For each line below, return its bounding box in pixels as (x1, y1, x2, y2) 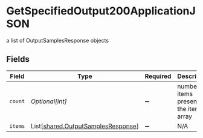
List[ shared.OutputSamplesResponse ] (30, 122, 139, 130)
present (177, 97, 199, 106)
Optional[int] (30, 97, 67, 106)
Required (144, 72, 172, 80)
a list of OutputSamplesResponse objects (6, 37, 109, 44)
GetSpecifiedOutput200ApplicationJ (6, 4, 196, 18)
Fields (6, 54, 30, 64)
